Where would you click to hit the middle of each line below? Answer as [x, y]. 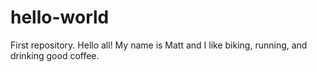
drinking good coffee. [55, 55]
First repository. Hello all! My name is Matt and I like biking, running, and [159, 45]
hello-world [60, 17]
